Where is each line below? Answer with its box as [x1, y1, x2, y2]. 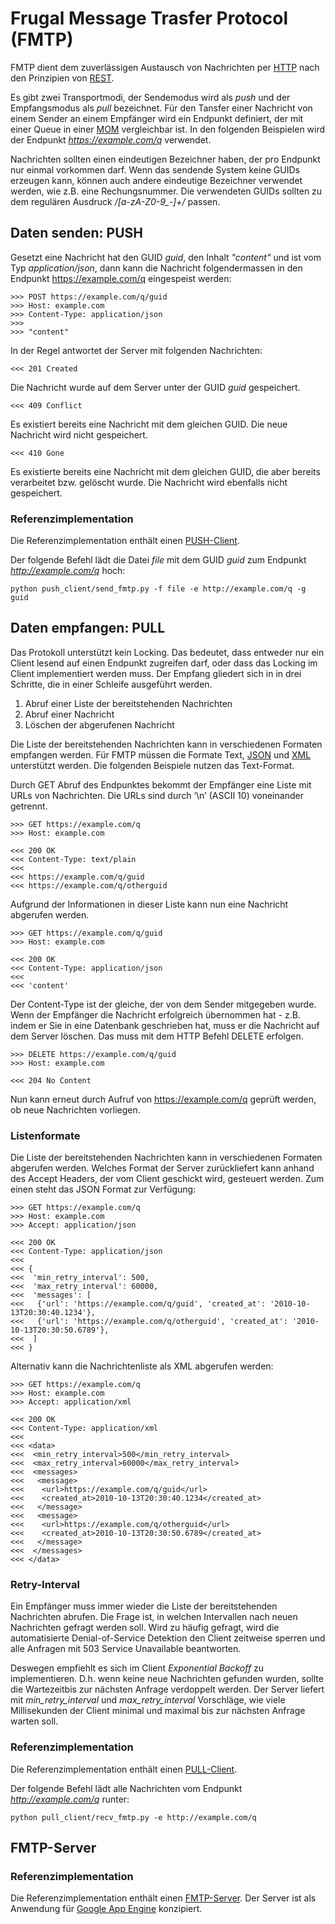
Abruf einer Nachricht [24, 708, 115, 720]
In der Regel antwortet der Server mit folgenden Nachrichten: [10, 344, 263, 356]
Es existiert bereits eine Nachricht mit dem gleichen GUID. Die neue [10, 418, 288, 430]
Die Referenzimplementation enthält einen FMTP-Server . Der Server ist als [10, 1892, 317, 1904]
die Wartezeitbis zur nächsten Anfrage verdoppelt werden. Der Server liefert [10, 1683, 325, 1696]
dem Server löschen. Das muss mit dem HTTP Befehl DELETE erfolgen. [10, 1030, 304, 1042]
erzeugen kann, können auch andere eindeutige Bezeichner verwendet [10, 174, 303, 186]
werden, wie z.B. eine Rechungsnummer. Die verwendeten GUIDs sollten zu [10, 185, 323, 197]
